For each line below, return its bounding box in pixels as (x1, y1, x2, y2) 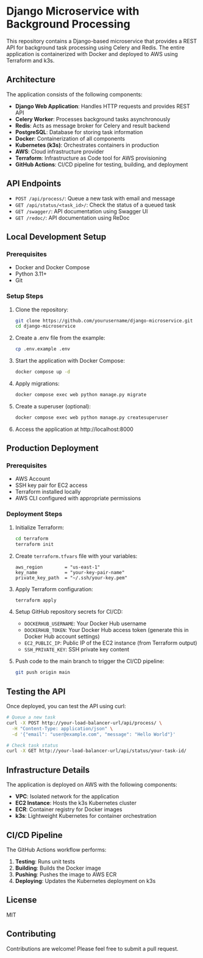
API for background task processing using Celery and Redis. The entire (6, 44, 185, 51)
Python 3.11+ (15, 270, 48, 278)
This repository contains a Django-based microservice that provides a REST (6, 37, 197, 44)
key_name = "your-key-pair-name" (15, 569, 125, 575)
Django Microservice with (6, 4, 140, 18)
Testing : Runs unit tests (15, 857, 75, 865)
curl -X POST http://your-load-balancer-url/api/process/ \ (6, 720, 163, 726)
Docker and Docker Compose (15, 264, 90, 271)
